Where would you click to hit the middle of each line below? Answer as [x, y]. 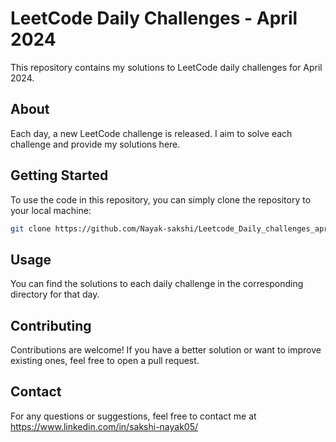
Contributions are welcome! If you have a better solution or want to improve [166, 350]
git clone [31, 228]
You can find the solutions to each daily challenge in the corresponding [157, 284]
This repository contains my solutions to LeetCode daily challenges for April [166, 67]
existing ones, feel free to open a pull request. [105, 361]
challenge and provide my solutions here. [95, 144]
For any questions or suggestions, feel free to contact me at [133, 416]
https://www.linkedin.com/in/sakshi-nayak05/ [104, 426]
